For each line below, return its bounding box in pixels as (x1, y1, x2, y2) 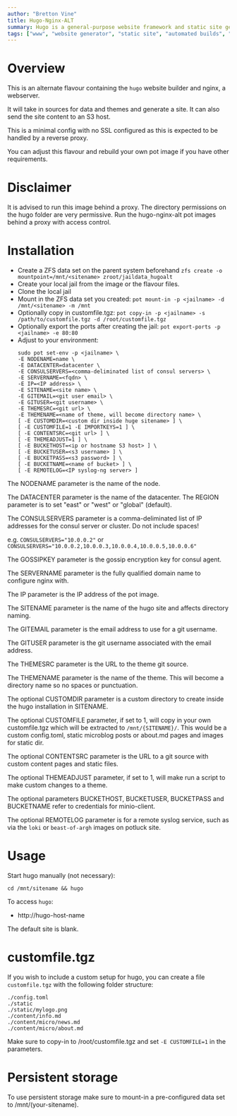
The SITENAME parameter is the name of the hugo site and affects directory (7, 604, 229, 612)
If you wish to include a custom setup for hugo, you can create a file (7, 973, 205, 981)
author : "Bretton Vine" (7, 10, 78, 18)
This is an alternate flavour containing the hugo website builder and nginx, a (7, 84, 226, 93)
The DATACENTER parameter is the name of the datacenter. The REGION (7, 493, 219, 501)
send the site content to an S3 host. (7, 112, 111, 121)
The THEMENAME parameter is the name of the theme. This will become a (7, 674, 224, 682)
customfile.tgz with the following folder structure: (7, 980, 154, 989)
